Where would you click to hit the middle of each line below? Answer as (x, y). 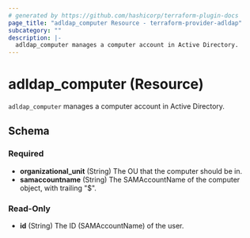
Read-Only (30, 209)
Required (26, 154)
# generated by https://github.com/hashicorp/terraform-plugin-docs (123, 15)
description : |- (35, 38)
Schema (29, 131)
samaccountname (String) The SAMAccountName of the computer (130, 179)
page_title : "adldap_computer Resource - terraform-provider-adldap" (125, 23)
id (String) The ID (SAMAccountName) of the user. (102, 226)
